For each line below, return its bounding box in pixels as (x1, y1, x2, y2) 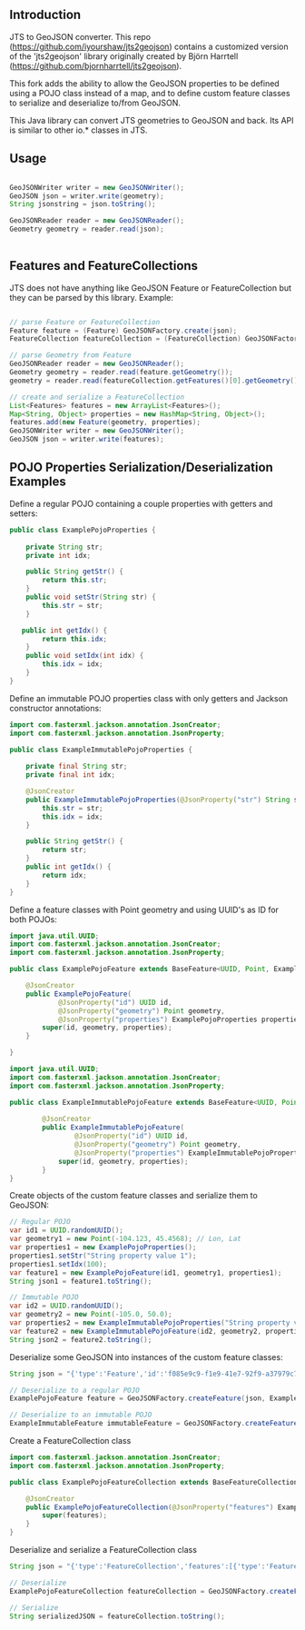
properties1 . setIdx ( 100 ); (9, 1259, 107, 1268)
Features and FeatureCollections (9, 258, 198, 273)
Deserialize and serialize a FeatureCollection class (9, 1545, 198, 1555)
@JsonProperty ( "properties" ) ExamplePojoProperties (57, 1015, 258, 1024)
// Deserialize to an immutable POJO (9, 1410, 152, 1420)
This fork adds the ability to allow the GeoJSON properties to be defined (9, 77, 280, 89)
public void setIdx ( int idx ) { (25, 651, 144, 661)
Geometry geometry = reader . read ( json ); (9, 224, 165, 234)
